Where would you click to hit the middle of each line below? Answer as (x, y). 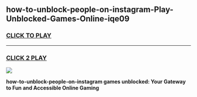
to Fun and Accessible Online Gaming (53, 88)
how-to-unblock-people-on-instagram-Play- (90, 10)
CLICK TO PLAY (29, 36)
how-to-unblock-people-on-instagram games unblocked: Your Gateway (96, 81)
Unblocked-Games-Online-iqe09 (68, 19)
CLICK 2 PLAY (26, 58)
